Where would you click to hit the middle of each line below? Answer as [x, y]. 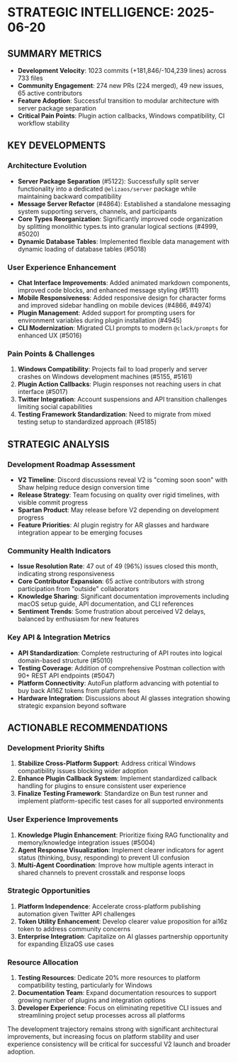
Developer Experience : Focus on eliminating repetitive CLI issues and [119, 1008]
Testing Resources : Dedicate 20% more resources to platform [109, 978]
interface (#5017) [43, 392]
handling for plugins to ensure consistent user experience [102, 786]
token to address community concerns [74, 928]
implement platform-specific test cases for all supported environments [121, 801]
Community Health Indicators [59, 551]
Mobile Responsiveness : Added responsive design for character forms [122, 298]
